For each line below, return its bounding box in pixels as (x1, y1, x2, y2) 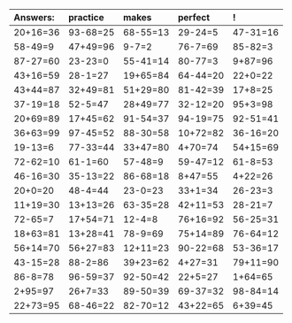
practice (68, 12, 104, 23)
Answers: (13, 12, 55, 23)
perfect (178, 12, 211, 23)
